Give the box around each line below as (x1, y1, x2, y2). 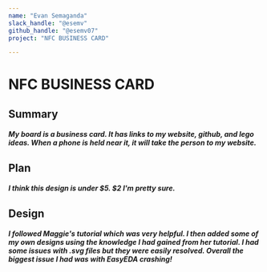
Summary (8, 107, 59, 121)
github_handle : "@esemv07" (8, 26, 99, 34)
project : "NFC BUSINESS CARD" (8, 34, 110, 42)
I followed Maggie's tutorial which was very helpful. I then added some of (8, 229, 259, 238)
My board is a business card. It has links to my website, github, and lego (8, 130, 254, 139)
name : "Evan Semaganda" (8, 11, 88, 20)
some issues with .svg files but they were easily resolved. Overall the (8, 246, 245, 256)
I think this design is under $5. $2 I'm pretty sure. (8, 183, 176, 193)
